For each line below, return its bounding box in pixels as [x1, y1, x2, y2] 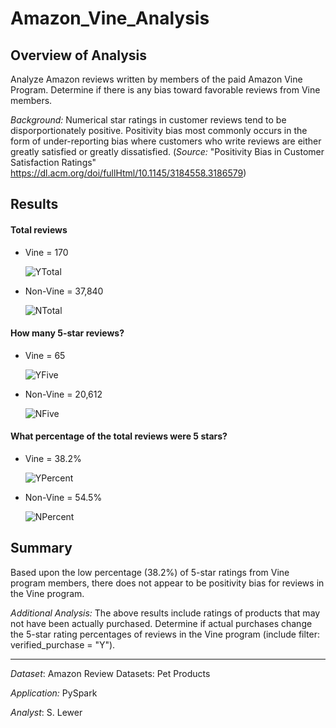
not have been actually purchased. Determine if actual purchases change [10, 617, 313, 629]
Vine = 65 [24, 349, 66, 361]
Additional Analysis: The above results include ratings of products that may [10, 607, 321, 619]
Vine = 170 [24, 246, 69, 258]
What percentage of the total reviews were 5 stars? [10, 430, 228, 442]
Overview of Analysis [10, 47, 148, 64]
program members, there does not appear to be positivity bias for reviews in [10, 577, 325, 589]
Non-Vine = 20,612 [24, 388, 103, 400]
